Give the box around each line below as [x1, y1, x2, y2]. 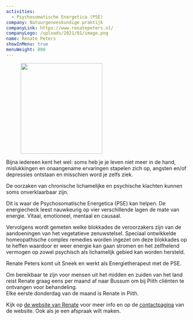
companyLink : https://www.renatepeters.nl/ [6, 25, 114, 31]
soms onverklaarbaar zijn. [6, 188, 68, 195]
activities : [6, 8, 35, 15]
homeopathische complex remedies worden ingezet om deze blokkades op [6, 236, 187, 243]
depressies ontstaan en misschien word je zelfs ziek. [6, 171, 133, 178]
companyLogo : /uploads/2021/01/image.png [6, 30, 109, 36]
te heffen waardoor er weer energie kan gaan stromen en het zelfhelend [6, 242, 180, 249]
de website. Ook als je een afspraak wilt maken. [6, 307, 121, 314]
